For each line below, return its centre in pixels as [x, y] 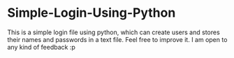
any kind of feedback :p [41, 47]
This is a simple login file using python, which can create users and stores [114, 32]
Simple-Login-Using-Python [92, 13]
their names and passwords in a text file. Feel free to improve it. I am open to [117, 39]
